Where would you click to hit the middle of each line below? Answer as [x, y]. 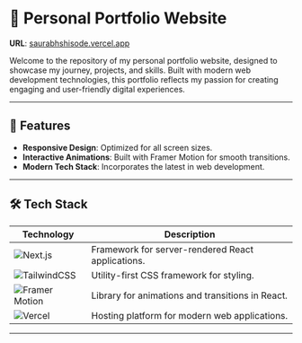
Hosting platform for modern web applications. [190, 315]
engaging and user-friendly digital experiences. [98, 89]
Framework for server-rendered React [173, 249]
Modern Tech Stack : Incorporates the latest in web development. [143, 166]
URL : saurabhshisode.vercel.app [70, 43]
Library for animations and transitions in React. [189, 295]
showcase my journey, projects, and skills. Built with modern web [130, 70]
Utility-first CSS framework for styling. [173, 275]
